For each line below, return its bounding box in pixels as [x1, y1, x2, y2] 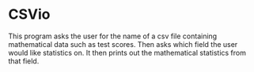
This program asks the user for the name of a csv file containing [8, 31, 218, 41]
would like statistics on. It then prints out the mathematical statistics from [8, 48, 247, 57]
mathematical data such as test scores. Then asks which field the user [8, 39, 238, 49]
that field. [8, 56, 40, 66]
